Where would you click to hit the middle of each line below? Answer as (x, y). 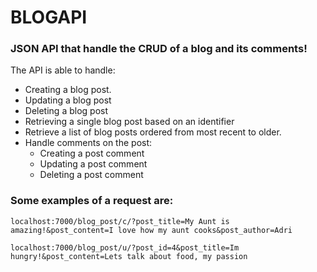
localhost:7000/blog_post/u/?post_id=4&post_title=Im (125, 247)
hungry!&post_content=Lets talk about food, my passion (129, 256)
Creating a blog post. (68, 90)
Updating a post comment (93, 164)
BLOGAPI (49, 17)
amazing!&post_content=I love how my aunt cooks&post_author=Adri (151, 230)
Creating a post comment (92, 153)
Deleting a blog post (66, 111)
